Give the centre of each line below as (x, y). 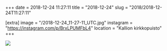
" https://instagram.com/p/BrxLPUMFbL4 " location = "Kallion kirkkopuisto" (84, 28)
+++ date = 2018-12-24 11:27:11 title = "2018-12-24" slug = (67, 7)
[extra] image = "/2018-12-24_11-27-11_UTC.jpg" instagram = (69, 23)
